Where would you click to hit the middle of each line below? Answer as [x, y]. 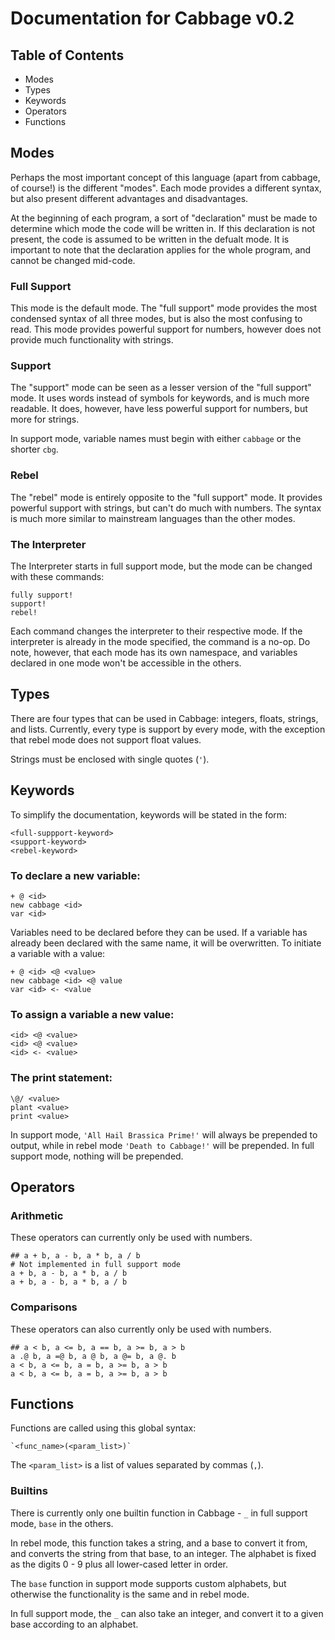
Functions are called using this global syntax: [103, 1428]
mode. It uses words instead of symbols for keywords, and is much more [160, 398]
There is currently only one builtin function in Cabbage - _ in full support [159, 1513]
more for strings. [45, 419]
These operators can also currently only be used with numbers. [141, 1329]
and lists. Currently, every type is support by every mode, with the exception [168, 729]
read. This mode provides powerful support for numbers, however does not [166, 329]
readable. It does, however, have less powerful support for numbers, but [159, 409]
